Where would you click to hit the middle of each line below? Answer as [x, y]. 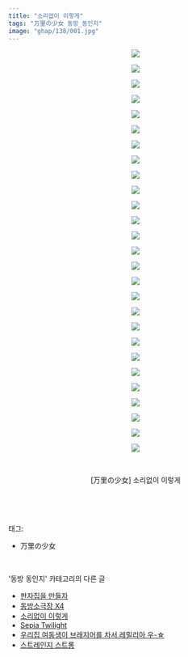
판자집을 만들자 [44, 596]
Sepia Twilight [43, 625]
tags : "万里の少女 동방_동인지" [55, 23]
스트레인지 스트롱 [47, 645]
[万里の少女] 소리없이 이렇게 [136, 480]
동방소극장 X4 [42, 606]
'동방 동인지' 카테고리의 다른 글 [57, 579]
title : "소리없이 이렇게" [46, 16]
